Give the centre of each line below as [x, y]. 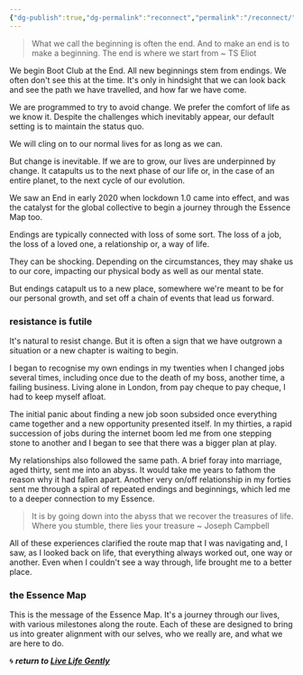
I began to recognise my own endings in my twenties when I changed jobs [147, 368]
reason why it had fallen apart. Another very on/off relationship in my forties [150, 479]
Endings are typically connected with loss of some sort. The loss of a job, [146, 234]
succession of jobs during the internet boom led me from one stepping [141, 433]
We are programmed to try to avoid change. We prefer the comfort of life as [150, 107]
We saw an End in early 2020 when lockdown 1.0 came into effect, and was [150, 197]
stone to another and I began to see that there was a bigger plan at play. [143, 442]
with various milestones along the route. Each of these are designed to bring [151, 625]
